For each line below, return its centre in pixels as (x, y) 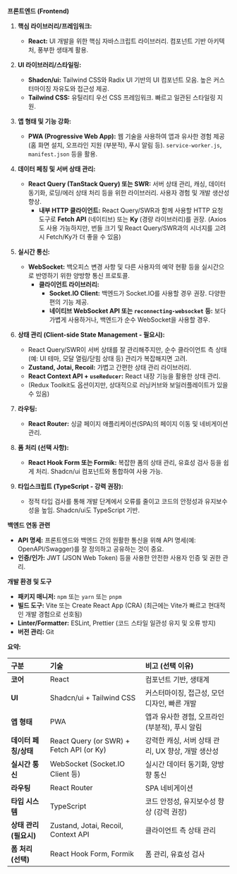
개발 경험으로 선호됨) (54, 614)
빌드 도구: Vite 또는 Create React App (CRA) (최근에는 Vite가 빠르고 (112, 605)
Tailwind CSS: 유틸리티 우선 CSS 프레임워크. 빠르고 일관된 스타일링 (122, 97)
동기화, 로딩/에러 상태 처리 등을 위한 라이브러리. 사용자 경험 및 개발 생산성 (129, 193)
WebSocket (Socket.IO (87, 764)
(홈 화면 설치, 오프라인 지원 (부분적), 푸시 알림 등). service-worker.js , (125, 145)
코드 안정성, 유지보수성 (181, 801)
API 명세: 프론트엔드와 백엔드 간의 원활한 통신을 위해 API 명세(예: (107, 540)
